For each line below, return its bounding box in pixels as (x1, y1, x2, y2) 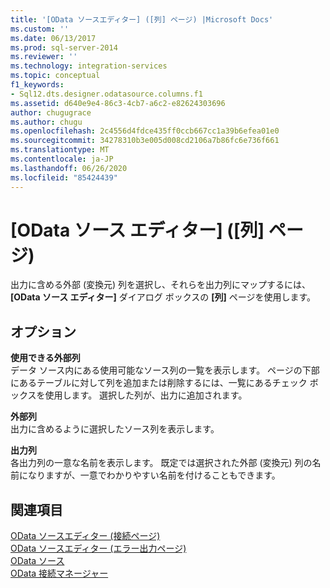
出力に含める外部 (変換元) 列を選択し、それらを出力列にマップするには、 (10, 279, 312, 291)
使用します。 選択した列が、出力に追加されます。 (44, 389, 248, 401)
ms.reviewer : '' (10, 52, 78, 62)
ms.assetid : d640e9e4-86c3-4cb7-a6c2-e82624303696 (10, 98, 226, 108)
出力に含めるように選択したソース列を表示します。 (10, 423, 220, 435)
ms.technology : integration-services (10, 61, 168, 71)
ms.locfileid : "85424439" (10, 172, 118, 183)
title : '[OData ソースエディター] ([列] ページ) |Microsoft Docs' (10, 14, 274, 25)
